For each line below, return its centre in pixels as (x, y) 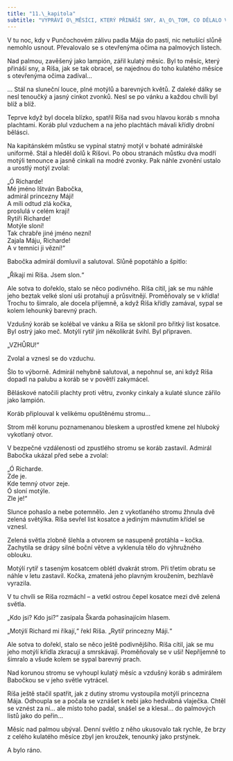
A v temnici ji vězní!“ (36, 248)
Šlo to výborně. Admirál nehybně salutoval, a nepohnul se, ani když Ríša (110, 371)
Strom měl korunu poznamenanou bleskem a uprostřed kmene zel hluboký (113, 427)
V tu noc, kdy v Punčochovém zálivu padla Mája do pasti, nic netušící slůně (114, 40)
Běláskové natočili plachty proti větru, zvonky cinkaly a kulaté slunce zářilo (114, 392)
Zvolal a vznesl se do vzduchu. (51, 358)
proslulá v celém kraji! (38, 211)
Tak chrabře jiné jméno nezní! (49, 233)
